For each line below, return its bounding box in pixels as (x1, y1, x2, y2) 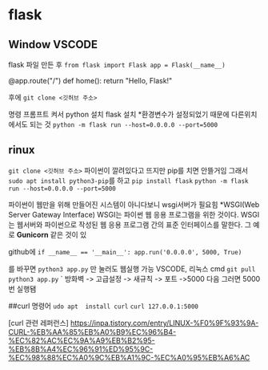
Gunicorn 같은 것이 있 (16, 230, 87, 239)
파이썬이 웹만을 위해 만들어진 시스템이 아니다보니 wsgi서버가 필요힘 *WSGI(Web (8, 199, 260, 209)
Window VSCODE (8, 38, 98, 51)
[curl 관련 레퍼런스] (8, 318, 70, 327)
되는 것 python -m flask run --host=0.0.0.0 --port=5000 (29, 120, 218, 129)
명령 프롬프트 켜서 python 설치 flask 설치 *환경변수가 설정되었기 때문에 (8, 110, 230, 119)
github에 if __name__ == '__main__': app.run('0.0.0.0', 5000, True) (8, 246, 242, 256)
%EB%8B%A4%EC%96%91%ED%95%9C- (8, 344, 154, 354)
